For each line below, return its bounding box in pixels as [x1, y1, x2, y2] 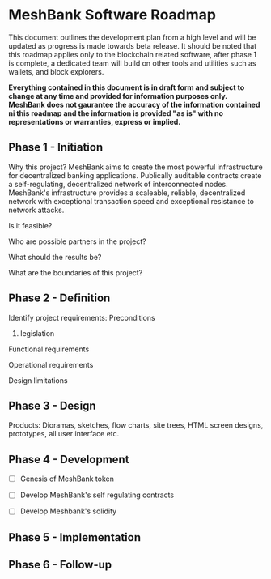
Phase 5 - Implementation [8, 530, 142, 544]
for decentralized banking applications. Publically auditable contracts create [8, 170, 262, 180]
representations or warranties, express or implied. [8, 117, 181, 126]
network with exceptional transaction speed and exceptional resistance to [8, 196, 255, 206]
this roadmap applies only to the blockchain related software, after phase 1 [8, 49, 257, 59]
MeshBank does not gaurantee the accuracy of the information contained [8, 100, 260, 109]
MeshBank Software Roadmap [8, 6, 217, 24]
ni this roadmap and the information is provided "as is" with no [8, 108, 224, 118]
